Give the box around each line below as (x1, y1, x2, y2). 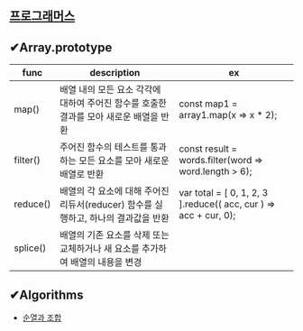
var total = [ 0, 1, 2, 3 (179, 187, 269, 199)
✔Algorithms (9, 287, 84, 302)
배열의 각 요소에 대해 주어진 (60, 185, 170, 198)
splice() (14, 242, 47, 254)
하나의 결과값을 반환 (89, 212, 170, 225)
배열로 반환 (60, 168, 105, 180)
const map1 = (179, 97, 238, 110)
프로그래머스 (9, 8, 75, 24)
